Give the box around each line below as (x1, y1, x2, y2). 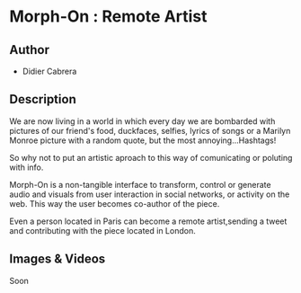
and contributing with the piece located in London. (9, 225, 196, 235)
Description (9, 92, 76, 107)
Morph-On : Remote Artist (9, 6, 208, 27)
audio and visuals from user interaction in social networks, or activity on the (9, 189, 290, 200)
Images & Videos (9, 252, 106, 267)
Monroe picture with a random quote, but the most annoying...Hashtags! (9, 135, 277, 146)
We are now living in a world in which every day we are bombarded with (9, 115, 276, 127)
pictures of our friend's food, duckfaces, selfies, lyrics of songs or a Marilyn (9, 125, 291, 136)
